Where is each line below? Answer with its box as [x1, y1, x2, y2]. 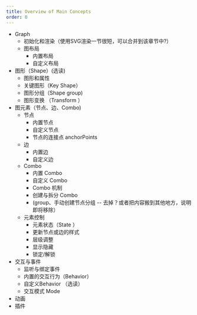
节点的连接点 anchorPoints [32, 134, 98, 141]
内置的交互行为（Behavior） [23, 272, 92, 280]
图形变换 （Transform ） [23, 96, 83, 103]
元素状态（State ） [32, 221, 78, 228]
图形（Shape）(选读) [14, 67, 66, 74]
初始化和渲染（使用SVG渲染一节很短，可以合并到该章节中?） [23, 37, 172, 44]
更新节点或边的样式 [32, 228, 80, 235]
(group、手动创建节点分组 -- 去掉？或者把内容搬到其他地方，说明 [32, 199, 191, 206]
